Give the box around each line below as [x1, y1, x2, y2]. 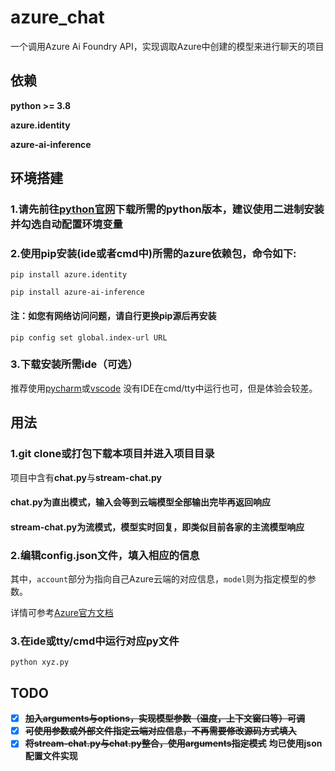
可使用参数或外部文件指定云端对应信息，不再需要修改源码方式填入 [24, 725, 297, 737]
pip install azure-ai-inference [10, 287, 145, 298]
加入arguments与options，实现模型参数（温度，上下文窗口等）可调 [24, 712, 306, 725]
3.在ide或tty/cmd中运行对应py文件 [10, 634, 180, 648]
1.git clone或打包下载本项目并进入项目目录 [10, 447, 215, 461]
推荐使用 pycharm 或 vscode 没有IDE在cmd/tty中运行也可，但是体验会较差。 [10, 382, 318, 394]
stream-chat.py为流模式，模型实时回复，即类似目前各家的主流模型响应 [10, 521, 305, 533]
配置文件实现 [24, 750, 78, 762]
